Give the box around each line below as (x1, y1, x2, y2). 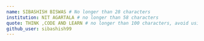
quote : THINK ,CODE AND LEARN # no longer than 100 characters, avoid (6, 20, 189, 26)
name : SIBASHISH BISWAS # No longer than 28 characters (6, 8, 151, 15)
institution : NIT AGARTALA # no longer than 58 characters (6, 14, 159, 20)
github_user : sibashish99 (6, 25, 72, 32)
